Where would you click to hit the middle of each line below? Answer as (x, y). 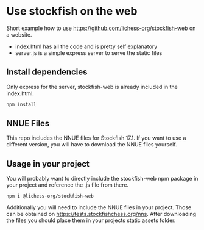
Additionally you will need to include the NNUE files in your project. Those (99, 207)
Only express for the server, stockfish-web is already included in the (92, 87)
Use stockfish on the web (72, 11)
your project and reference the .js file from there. (68, 185)
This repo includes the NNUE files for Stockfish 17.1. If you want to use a (96, 138)
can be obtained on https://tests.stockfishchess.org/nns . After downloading (101, 214)
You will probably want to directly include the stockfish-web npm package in (102, 179)
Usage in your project (48, 164)
